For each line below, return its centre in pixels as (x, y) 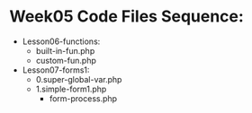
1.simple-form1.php (71, 89)
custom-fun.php (66, 60)
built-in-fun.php (65, 50)
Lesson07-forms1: (56, 70)
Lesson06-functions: (61, 41)
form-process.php (83, 98)
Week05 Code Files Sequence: (127, 17)
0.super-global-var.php (79, 79)
